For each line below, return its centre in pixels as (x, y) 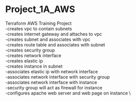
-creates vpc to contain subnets (39, 28)
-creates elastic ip (24, 61)
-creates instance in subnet (34, 66)
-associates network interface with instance (51, 82)
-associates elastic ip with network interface (52, 71)
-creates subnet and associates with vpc (48, 39)
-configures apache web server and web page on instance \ (68, 93)
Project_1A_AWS (40, 9)
